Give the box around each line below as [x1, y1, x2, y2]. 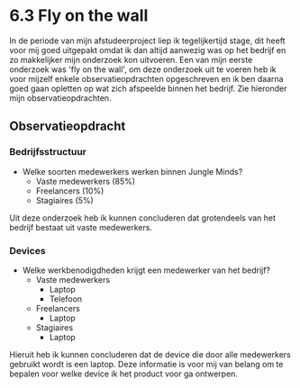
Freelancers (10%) [35, 185, 105, 196]
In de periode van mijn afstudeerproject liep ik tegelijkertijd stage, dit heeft [9, 35, 286, 46]
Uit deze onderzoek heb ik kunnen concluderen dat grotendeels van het [9, 212, 277, 223]
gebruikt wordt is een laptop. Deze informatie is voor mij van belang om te [9, 358, 284, 369]
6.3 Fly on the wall [9, 5, 149, 26]
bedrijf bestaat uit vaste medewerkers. [9, 221, 153, 232]
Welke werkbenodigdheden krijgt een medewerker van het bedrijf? [22, 265, 271, 275]
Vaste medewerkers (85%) [35, 176, 136, 186]
